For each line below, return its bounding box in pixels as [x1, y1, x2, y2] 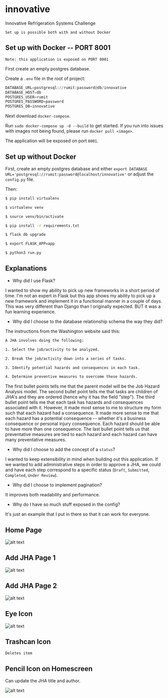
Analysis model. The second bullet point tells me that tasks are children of [5, 389, 158, 395]
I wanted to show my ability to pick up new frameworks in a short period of [5, 287, 160, 293]
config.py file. [5, 176, 35, 182]
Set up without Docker [5, 152, 77, 161]
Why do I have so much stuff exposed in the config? [12, 501, 120, 507]
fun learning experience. [5, 308, 56, 315]
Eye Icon [5, 609, 33, 618]
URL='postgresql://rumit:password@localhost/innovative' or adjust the [5, 171, 154, 177]
